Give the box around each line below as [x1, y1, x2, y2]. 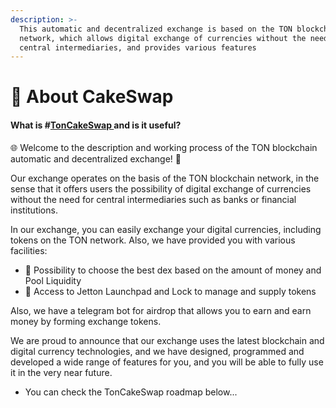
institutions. [10, 204, 58, 216]
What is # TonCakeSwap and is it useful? [10, 119, 182, 131]
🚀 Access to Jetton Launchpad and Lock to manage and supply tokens [24, 285, 317, 297]
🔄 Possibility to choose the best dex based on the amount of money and [24, 264, 322, 276]
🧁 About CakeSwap [10, 86, 174, 108]
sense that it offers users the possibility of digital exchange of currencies [10, 182, 312, 195]
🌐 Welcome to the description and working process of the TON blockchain [10, 141, 318, 153]
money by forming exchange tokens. [10, 315, 162, 327]
